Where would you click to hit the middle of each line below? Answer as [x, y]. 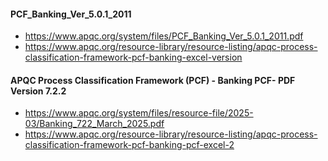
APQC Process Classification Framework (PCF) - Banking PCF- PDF [153, 80]
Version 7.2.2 [38, 91]
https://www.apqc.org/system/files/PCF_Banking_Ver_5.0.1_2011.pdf [164, 36]
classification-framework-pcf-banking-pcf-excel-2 [129, 145]
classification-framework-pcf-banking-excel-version [133, 57]
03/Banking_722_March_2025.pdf [94, 124]
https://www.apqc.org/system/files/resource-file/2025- [139, 113]
